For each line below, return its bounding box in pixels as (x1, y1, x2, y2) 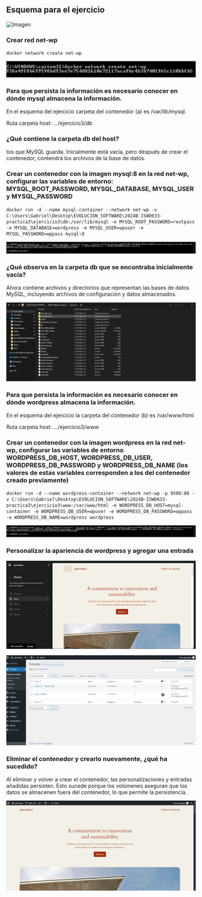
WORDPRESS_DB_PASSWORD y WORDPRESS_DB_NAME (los (6, 461, 188, 469)
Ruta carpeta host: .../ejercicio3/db (6, 120, 93, 127)
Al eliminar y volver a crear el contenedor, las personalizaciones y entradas (6, 775, 192, 783)
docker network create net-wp (6, 51, 82, 57)
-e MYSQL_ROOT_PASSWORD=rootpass (111, 219, 195, 225)
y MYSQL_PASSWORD (6, 192, 73, 201)
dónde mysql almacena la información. (6, 94, 122, 102)
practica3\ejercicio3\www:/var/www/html (6, 502, 109, 508)
